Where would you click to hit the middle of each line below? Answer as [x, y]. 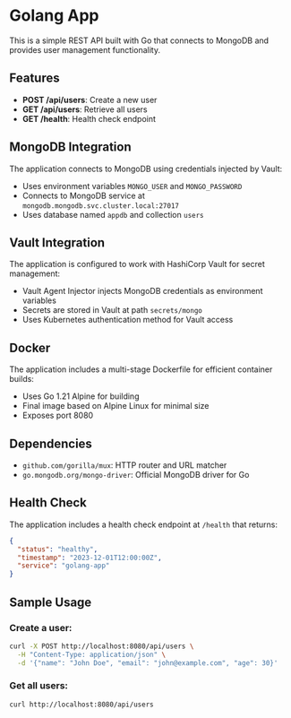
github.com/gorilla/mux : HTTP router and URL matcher [124, 465]
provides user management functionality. [85, 49]
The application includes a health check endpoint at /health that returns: [143, 524]
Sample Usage [51, 602]
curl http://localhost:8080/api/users [81, 705]
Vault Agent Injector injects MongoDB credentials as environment [142, 291]
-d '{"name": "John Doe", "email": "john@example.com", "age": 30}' [148, 663]
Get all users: [39, 686]
